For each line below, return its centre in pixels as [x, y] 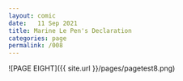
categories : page [38, 38]
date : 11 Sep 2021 [43, 23]
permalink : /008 [36, 46]
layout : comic [32, 16]
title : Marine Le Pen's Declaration [70, 30]
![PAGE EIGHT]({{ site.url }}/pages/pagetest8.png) [92, 68]
